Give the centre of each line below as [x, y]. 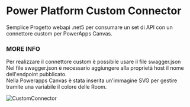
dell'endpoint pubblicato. [36, 74]
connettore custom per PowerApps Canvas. [59, 33]
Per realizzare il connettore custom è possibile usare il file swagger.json [94, 62]
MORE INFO [23, 48]
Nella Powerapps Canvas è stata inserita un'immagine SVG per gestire [92, 80]
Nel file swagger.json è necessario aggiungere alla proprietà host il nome [95, 68]
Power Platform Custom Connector [94, 11]
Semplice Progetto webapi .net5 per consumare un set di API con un [89, 27]
